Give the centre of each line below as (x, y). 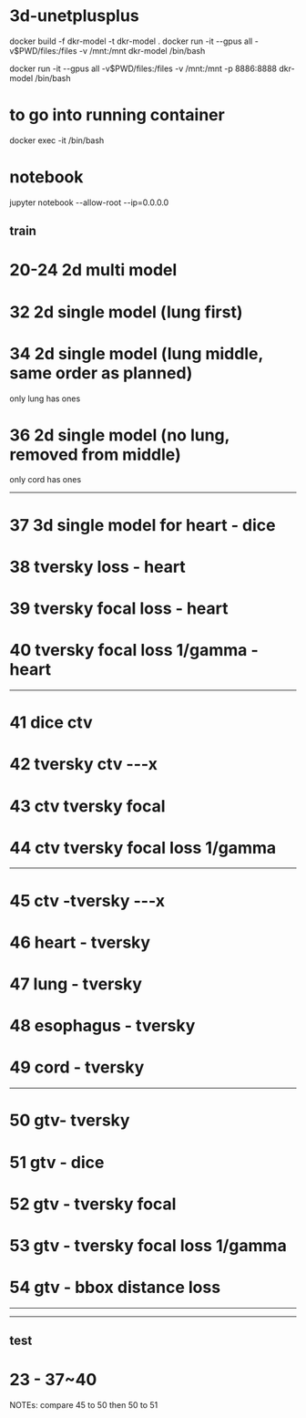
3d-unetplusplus (74, 16)
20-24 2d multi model (93, 270)
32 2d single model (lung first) (126, 312)
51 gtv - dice (57, 1162)
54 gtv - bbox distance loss (115, 1288)
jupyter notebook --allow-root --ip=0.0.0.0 (89, 202)
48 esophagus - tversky (102, 1026)
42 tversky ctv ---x (83, 765)
